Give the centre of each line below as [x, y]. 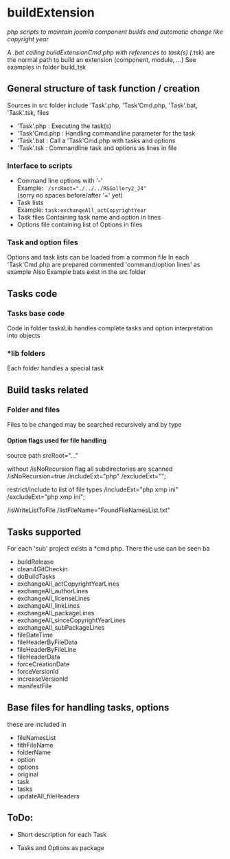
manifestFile [34, 686]
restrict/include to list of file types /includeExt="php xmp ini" [93, 489]
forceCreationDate [43, 664]
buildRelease [35, 562]
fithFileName [35, 745]
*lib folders [26, 353]
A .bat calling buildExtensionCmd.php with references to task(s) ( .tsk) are [111, 52]
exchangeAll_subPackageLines [61, 628]
